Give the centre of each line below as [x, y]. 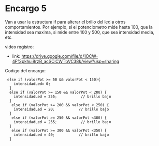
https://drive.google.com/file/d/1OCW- [60, 56]
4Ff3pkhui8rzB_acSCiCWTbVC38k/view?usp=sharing [65, 61]
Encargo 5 [26, 8]
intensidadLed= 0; [32, 84]
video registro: [19, 47]
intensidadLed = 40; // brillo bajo [61, 135]
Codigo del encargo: [25, 70]
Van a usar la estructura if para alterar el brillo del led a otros [65, 22]
